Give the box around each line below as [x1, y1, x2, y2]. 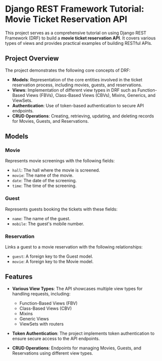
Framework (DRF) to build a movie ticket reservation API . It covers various [5, 35, 156, 41]
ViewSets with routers [19, 321, 64, 327]
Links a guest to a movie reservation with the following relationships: [5, 244, 143, 250]
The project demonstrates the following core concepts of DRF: [5, 67, 131, 73]
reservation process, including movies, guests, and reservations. [12, 82, 142, 88]
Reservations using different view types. [12, 350, 94, 356]
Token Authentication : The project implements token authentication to [12, 330, 155, 336]
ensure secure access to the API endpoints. [12, 335, 100, 342]
